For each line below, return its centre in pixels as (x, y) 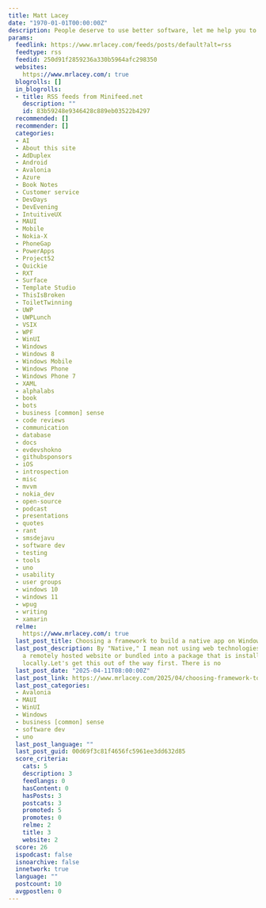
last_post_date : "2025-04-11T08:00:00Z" (83, 671)
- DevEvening (37, 207)
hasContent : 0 (46, 788)
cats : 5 (35, 766)
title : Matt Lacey (38, 15)
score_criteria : (42, 759)
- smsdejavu (35, 538)
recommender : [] (42, 126)
